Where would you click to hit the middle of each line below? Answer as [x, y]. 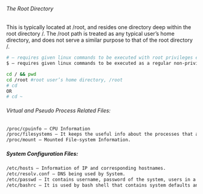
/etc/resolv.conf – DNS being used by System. [66, 174]
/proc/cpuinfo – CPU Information [48, 129]
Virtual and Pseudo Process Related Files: [58, 110]
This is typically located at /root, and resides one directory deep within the [99, 27]
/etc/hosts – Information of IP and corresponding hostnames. [86, 169]
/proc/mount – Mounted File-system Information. [69, 140]
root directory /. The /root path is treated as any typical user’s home [91, 34]
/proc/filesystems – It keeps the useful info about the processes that [100, 134]
